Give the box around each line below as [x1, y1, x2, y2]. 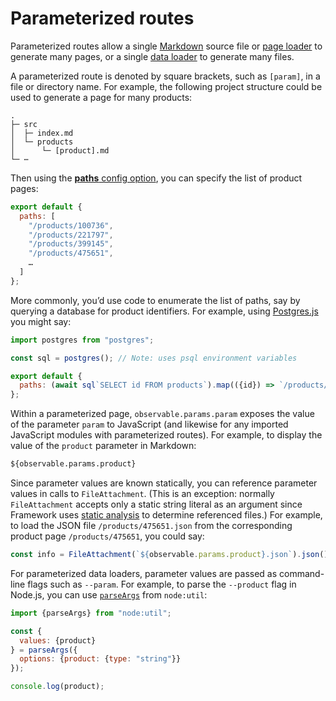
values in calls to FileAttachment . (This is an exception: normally [10, 488, 275, 500]
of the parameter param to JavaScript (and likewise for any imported [10, 418, 289, 431]
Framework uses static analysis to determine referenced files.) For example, [10, 509, 323, 521]
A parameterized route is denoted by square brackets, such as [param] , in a [10, 70, 321, 82]
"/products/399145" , [28, 239, 114, 249]
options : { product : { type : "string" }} [19, 654, 182, 664]
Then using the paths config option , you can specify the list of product [10, 172, 303, 184]
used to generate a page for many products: [10, 91, 193, 103]
